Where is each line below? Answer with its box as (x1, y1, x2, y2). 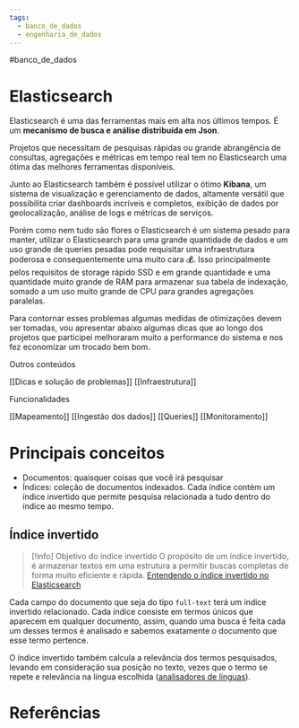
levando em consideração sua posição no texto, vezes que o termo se (9, 662, 269, 673)
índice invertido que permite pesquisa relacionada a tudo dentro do (21, 491, 271, 503)
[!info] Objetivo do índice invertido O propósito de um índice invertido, (30, 551, 289, 562)
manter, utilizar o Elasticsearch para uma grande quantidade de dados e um (9, 234, 289, 245)
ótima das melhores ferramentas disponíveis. (9, 162, 175, 172)
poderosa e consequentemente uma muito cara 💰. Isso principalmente (9, 254, 271, 265)
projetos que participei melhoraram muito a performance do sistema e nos (9, 332, 284, 343)
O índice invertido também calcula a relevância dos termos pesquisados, (9, 653, 278, 663)
